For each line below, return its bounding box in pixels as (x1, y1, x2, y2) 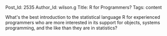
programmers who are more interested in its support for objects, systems (5, 20, 160, 25)
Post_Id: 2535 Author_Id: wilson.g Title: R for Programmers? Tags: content (5, 5, 162, 10)
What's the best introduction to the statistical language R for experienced (5, 14, 160, 20)
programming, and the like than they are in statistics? (5, 25, 118, 31)
